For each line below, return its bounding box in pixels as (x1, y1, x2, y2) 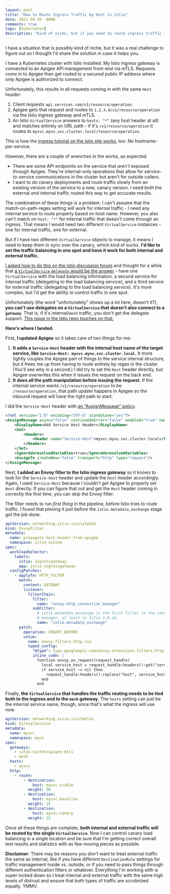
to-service (12, 174, 34, 180)
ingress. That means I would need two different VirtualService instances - (5, 221, 161, 227)
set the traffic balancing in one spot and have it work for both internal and (5, 247, 163, 253)
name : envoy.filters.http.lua (27, 639, 92, 644)
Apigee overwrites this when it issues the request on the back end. (12, 372, 152, 378)
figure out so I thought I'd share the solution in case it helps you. (5, 50, 140, 56)
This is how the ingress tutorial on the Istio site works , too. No (5, 138, 134, 144)
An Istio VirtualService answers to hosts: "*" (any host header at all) (12, 118, 159, 123)
